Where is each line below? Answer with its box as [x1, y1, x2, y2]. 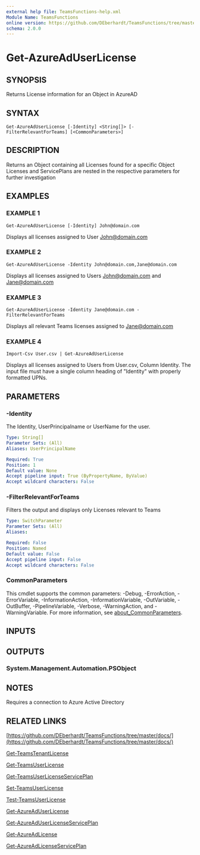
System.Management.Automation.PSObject [6, 664, 137, 673]
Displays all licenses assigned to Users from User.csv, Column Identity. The [6, 361, 192, 369]
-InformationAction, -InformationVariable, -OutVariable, [41, 596, 177, 603]
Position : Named [6, 545, 46, 551]
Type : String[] [6, 434, 44, 441]
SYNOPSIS [6, 75, 47, 85]
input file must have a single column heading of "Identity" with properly [6, 368, 181, 375]
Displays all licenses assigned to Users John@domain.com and [6, 272, 161, 279]
